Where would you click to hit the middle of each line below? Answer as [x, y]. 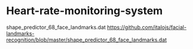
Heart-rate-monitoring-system [85, 11]
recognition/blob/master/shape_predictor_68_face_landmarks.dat [87, 40]
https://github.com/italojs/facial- [147, 27]
